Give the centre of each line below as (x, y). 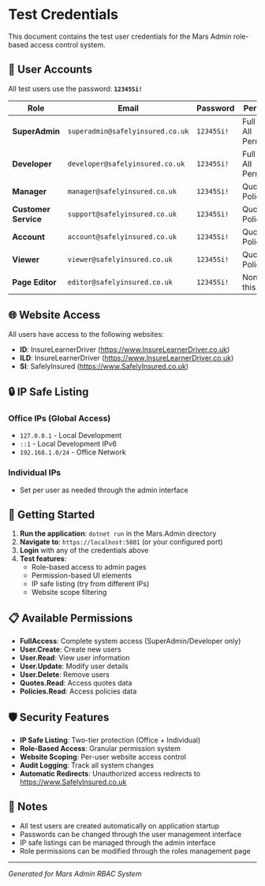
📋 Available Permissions (71, 618)
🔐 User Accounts (50, 70)
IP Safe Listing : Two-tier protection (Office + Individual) (110, 740)
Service (27, 219)
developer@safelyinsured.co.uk (126, 164)
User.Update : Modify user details (74, 666)
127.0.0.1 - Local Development (71, 436)
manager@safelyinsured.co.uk (122, 191)
